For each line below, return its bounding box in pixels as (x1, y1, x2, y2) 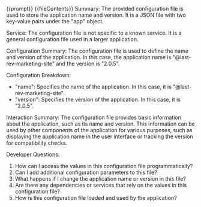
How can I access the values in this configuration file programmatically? (14, 163, 193, 169)
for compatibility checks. (6, 139, 68, 146)
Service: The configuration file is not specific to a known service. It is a (6, 29, 182, 36)
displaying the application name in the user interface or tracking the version (6, 133, 193, 140)
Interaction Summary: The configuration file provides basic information (6, 114, 182, 121)
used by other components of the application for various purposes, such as (6, 127, 193, 133)
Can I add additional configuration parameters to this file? (14, 169, 157, 176)
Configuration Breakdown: (6, 72, 71, 78)
